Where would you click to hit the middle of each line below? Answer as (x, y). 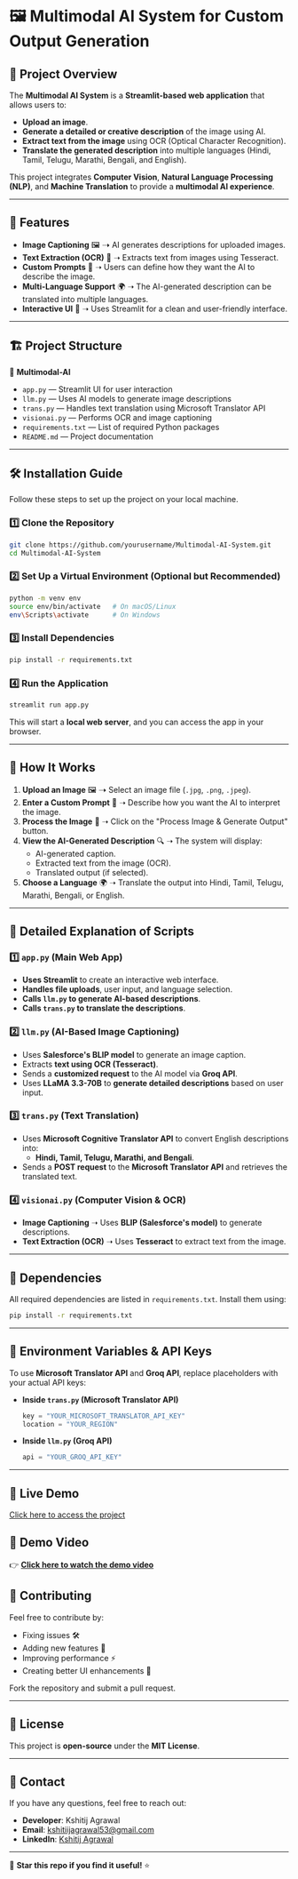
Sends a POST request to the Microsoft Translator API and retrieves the (155, 1167)
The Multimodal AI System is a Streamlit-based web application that (137, 95)
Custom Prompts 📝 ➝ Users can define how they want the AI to (138, 267)
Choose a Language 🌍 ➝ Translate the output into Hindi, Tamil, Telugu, (153, 882)
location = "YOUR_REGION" (70, 1424)
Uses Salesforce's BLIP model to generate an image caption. (134, 1054)
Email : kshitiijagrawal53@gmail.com (88, 1830)
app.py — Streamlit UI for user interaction (97, 389)
